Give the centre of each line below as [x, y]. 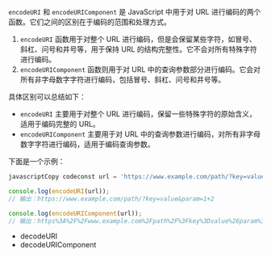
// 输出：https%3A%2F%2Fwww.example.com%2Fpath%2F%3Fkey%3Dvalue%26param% [135, 221]
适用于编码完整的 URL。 [60, 124]
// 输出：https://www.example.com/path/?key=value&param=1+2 [111, 199]
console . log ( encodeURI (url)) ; [59, 191]
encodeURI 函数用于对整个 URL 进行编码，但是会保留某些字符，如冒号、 [138, 39]
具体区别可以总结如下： [47, 97]
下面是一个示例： [37, 161]
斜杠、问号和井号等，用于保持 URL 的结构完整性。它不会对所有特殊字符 [139, 49]
